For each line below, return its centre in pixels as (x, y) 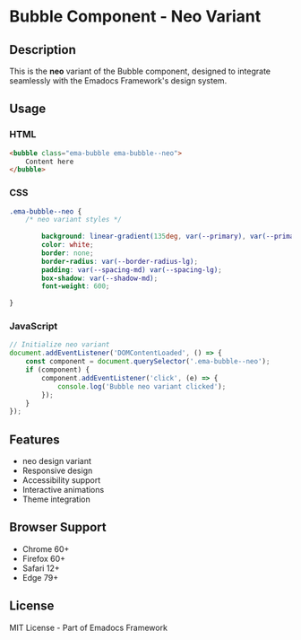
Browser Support (58, 527)
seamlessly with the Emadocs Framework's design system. (118, 81)
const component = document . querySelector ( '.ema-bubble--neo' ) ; (148, 362)
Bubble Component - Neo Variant (135, 17)
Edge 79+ (40, 577)
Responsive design (57, 471)
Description (43, 50)
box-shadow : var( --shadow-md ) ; (100, 278)
